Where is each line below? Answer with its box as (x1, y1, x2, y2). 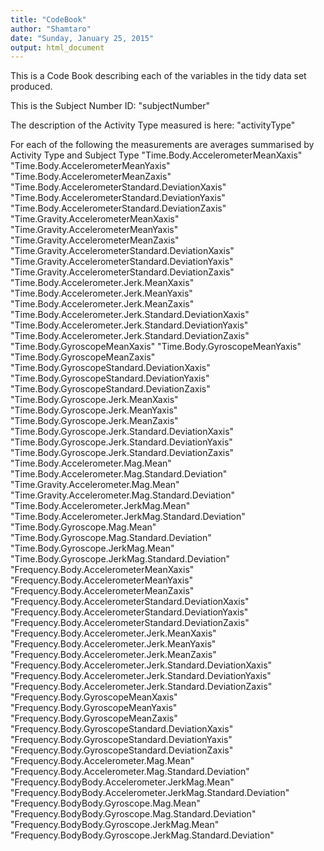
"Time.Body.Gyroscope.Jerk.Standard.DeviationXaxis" (10, 426, 235, 438)
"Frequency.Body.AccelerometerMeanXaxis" (10, 564, 195, 576)
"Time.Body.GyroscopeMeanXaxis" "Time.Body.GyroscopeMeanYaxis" (10, 341, 302, 353)
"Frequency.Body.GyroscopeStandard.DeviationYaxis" (10, 734, 233, 746)
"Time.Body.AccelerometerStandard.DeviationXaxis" (10, 181, 227, 193)
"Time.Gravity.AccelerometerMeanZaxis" (10, 234, 180, 246)
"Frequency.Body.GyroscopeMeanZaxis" (10, 712, 178, 725)
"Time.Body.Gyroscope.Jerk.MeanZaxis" (10, 415, 179, 427)
